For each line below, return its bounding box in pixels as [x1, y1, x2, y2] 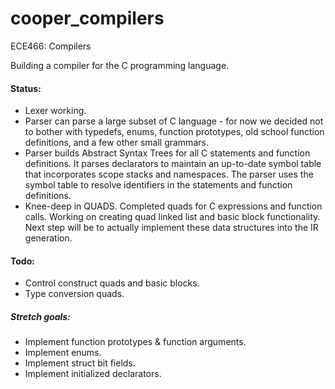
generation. [24, 232, 73, 244]
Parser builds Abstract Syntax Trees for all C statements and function [24, 147, 311, 159]
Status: [10, 82, 42, 94]
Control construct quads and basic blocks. [24, 277, 200, 289]
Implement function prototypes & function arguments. [24, 336, 247, 348]
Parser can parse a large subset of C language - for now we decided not [24, 115, 324, 127]
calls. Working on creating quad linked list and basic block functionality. [24, 211, 321, 223]
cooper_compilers [10, 7, 165, 30]
